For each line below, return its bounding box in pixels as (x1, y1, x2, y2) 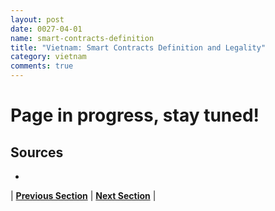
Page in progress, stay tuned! (10, 104, 260, 127)
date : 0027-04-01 (10, 24, 83, 34)
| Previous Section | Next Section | (10, 190, 157, 201)
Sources (10, 144, 64, 161)
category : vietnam (10, 52, 87, 62)
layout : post (10, 14, 65, 25)
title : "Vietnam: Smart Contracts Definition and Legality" (10, 42, 267, 53)
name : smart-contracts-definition (10, 33, 155, 43)
